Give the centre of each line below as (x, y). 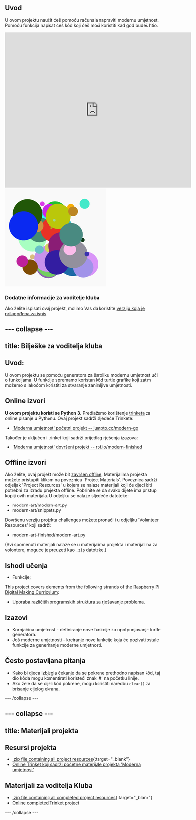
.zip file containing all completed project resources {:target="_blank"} (82, 798)
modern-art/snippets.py (37, 510)
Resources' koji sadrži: (28, 525)
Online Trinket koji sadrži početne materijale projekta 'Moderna (76, 765)
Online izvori (25, 401)
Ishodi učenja (26, 565)
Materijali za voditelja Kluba (49, 786)
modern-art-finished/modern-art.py (49, 535)
